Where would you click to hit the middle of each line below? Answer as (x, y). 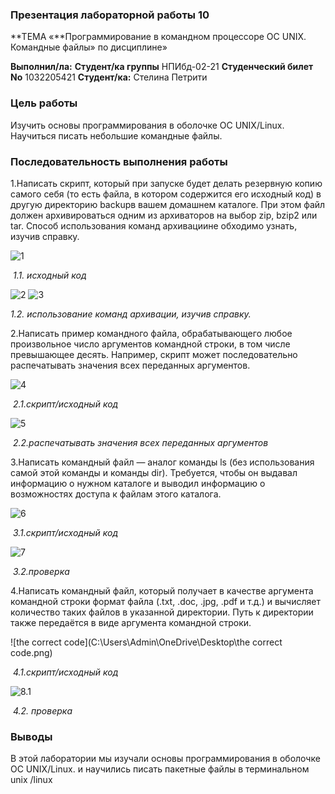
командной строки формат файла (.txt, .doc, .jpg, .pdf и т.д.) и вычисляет (165, 601)
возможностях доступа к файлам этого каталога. (116, 494)
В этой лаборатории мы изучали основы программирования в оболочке (165, 759)
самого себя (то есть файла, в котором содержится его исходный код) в (166, 194)
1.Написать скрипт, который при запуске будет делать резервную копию (166, 183)
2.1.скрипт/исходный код (65, 404)
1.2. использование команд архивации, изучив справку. (131, 314)
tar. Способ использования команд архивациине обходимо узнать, (154, 225)
